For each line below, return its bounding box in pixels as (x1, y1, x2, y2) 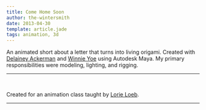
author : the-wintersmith (6, 15, 70, 21)
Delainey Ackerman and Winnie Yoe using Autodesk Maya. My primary (6, 55, 185, 62)
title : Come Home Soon (6, 9, 64, 15)
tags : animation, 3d (6, 32, 59, 38)
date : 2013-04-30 (6, 20, 51, 26)
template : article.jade (6, 26, 67, 32)
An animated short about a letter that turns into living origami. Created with (6, 48, 196, 56)
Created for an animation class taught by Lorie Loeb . (6, 91, 139, 98)
